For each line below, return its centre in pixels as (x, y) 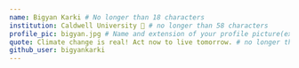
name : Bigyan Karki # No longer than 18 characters (107, 17)
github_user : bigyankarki (57, 50)
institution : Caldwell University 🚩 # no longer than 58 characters (139, 26)
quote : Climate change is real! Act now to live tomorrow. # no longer (145, 42)
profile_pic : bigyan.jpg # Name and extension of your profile (129, 34)
